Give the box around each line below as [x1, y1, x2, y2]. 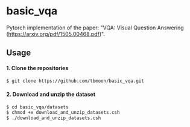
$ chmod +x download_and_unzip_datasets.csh [6, 110, 120, 116]
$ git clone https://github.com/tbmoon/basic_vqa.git [6, 78, 145, 84]
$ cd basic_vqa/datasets [6, 104, 69, 110]
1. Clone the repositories [6, 64, 69, 71]
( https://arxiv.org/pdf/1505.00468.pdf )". [6, 30, 106, 37]
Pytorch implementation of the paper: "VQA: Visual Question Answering [6, 24, 184, 31]
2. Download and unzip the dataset [6, 91, 95, 98]
